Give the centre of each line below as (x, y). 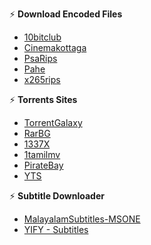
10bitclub (42, 37)
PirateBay (43, 165)
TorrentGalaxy (53, 122)
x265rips (42, 79)
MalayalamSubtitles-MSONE (82, 219)
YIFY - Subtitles (56, 229)
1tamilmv (42, 154)
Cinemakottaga (55, 47)
